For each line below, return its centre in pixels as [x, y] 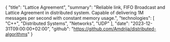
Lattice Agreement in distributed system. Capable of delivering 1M [75, 13]
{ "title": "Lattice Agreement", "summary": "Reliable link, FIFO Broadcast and [85, 7]
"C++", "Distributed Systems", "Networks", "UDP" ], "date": [67, 23]
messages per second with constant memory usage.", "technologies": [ [80, 18]
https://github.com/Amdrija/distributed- [115, 29]
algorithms [17, 34]
